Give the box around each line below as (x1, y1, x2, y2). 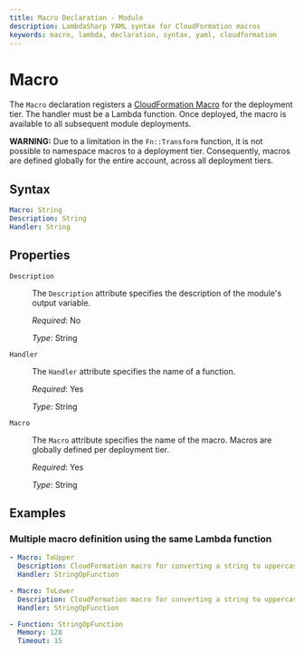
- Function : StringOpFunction (9, 619, 124, 629)
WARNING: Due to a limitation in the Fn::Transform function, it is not (9, 136, 263, 147)
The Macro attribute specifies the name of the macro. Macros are (32, 434, 272, 445)
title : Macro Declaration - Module (9, 13, 144, 23)
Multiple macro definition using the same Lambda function (9, 532, 272, 545)
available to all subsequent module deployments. (9, 119, 192, 130)
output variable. (32, 297, 91, 308)
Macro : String (9, 206, 63, 215)
